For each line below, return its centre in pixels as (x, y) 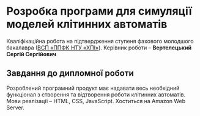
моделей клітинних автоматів (87, 24)
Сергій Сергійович (31, 54)
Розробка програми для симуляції (99, 11)
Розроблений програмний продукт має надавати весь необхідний (93, 88)
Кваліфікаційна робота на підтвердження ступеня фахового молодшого (100, 41)
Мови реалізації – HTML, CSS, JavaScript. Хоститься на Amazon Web (96, 101)
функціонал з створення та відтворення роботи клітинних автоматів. (96, 94)
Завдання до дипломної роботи (70, 74)
